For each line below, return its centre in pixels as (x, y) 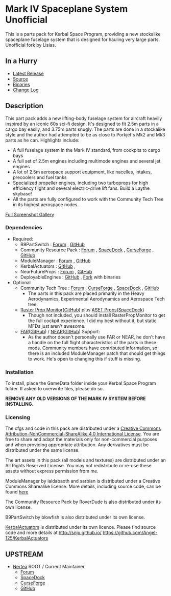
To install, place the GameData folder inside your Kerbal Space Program (81, 383)
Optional (21, 282)
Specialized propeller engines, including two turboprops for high (80, 183)
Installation (20, 372)
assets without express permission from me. (52, 471)
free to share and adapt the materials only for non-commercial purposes (81, 440)
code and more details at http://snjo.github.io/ (54, 533)
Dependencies (24, 228)
